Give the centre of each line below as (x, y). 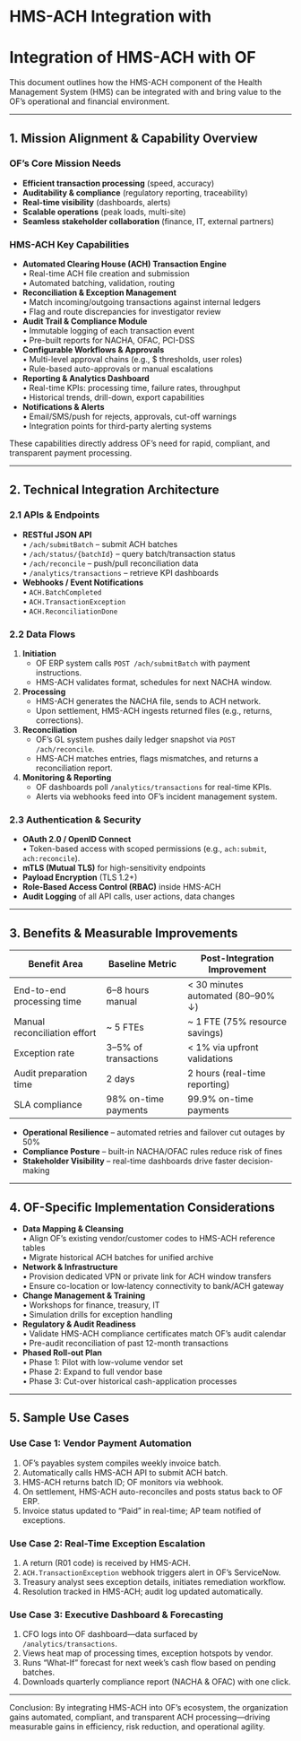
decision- (256, 1161)
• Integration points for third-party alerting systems (117, 426)
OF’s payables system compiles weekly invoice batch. (121, 1463)
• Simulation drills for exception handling (97, 1315)
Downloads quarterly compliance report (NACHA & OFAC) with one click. (156, 1682)
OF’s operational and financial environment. (90, 101)
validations (211, 1058)
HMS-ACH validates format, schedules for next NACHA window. (154, 683)
